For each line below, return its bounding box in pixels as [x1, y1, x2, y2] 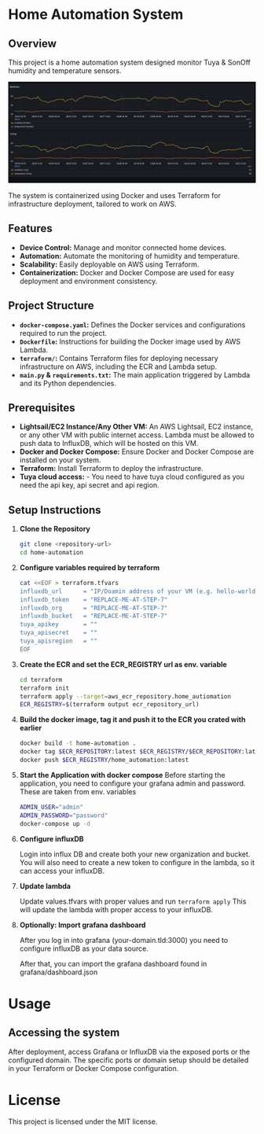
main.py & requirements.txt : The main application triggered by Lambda [19, 370, 251, 379]
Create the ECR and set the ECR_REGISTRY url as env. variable [19, 659, 228, 669]
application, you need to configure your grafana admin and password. [19, 779, 246, 788]
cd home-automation [19, 549, 84, 557]
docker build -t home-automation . [19, 739, 137, 748]
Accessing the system [8, 1026, 120, 1040]
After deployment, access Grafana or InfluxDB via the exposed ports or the [8, 1047, 251, 1056]
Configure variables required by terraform [19, 562, 160, 572]
